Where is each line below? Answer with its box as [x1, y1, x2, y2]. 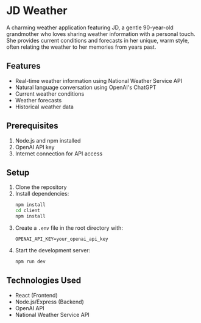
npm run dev [15, 258, 46, 264]
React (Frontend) [15, 291, 58, 299]
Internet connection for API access [15, 150, 103, 157]
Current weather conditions [15, 90, 85, 98]
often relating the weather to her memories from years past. [6, 43, 157, 51]
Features [6, 61, 41, 71]
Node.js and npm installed [15, 137, 81, 144]
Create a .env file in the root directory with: [15, 224, 124, 232]
